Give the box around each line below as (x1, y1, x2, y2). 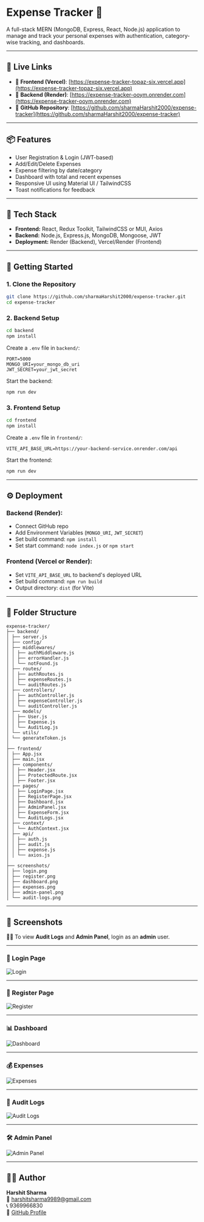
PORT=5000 (6, 356, 32, 362)
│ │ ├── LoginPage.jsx (6, 788, 64, 794)
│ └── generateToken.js (6, 735, 67, 741)
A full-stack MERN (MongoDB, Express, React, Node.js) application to (6, 26, 180, 33)
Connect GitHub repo (15, 522, 69, 530)
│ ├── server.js (6, 634, 47, 641)
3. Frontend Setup (6, 403, 61, 412)
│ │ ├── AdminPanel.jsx (6, 804, 67, 811)
